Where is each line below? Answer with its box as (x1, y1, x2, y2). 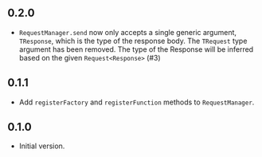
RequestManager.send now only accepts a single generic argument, (18, 27, 237, 37)
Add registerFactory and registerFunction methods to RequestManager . (18, 97, 255, 107)
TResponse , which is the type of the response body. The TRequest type (18, 36, 248, 45)
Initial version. (18, 141, 65, 151)
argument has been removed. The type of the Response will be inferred (18, 44, 254, 54)
